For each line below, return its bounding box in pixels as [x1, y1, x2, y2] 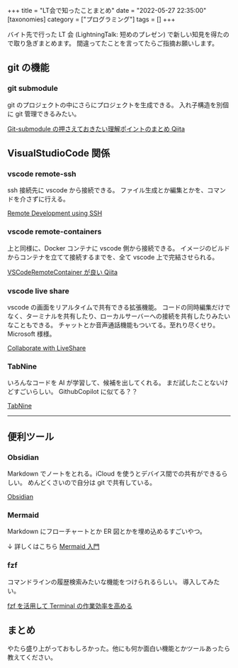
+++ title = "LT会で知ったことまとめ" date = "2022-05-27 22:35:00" [7, 6, 207, 14]
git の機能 [7, 62, 50, 74]
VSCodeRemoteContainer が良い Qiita [7, 268, 118, 276]
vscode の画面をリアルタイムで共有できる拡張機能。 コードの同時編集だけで [7, 302, 231, 311]
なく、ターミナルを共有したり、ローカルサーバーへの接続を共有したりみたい [7, 312, 231, 320]
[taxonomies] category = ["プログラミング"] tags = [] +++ [7, 15, 176, 23]
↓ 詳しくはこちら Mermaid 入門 [7, 542, 100, 551]
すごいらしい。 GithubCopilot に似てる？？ [13, 388, 138, 396]
